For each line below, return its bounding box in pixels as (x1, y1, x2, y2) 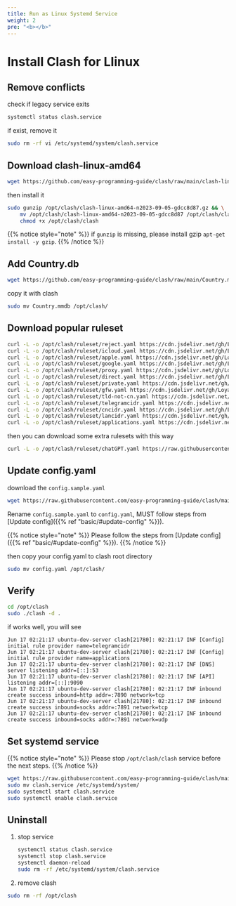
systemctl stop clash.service (17, 853, 107, 860)
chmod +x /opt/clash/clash (20, 217, 99, 225)
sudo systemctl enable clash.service (7, 794, 118, 801)
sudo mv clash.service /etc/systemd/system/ (7, 781, 140, 789)
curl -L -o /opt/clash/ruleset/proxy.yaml (7, 367, 133, 374)
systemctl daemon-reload (17, 860, 91, 867)
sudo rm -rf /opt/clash (7, 892, 77, 899)
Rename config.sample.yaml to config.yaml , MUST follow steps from (7, 510, 206, 518)
